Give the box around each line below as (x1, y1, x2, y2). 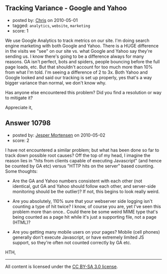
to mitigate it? (5, 95, 33, 101)
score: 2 (12, 137, 30, 143)
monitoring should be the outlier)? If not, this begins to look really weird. (12, 188, 160, 194)
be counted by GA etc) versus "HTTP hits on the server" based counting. (5, 163, 155, 169)
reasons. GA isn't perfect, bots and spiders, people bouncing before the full (5, 58, 160, 64)
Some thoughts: (5, 168, 38, 174)
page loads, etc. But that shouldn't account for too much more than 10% (5, 64, 153, 70)
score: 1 (12, 27, 29, 34)
